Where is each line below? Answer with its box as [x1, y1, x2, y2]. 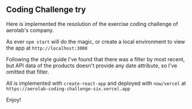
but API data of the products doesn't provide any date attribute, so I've [6, 62, 178, 69]
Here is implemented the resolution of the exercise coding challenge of [6, 20, 178, 27]
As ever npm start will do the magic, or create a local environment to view [6, 38, 186, 45]
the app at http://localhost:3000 [6, 44, 88, 51]
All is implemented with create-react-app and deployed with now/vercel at [6, 80, 187, 87]
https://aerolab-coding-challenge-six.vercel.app [6, 85, 131, 92]
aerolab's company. [6, 27, 54, 34]
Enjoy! [6, 96, 22, 103]
